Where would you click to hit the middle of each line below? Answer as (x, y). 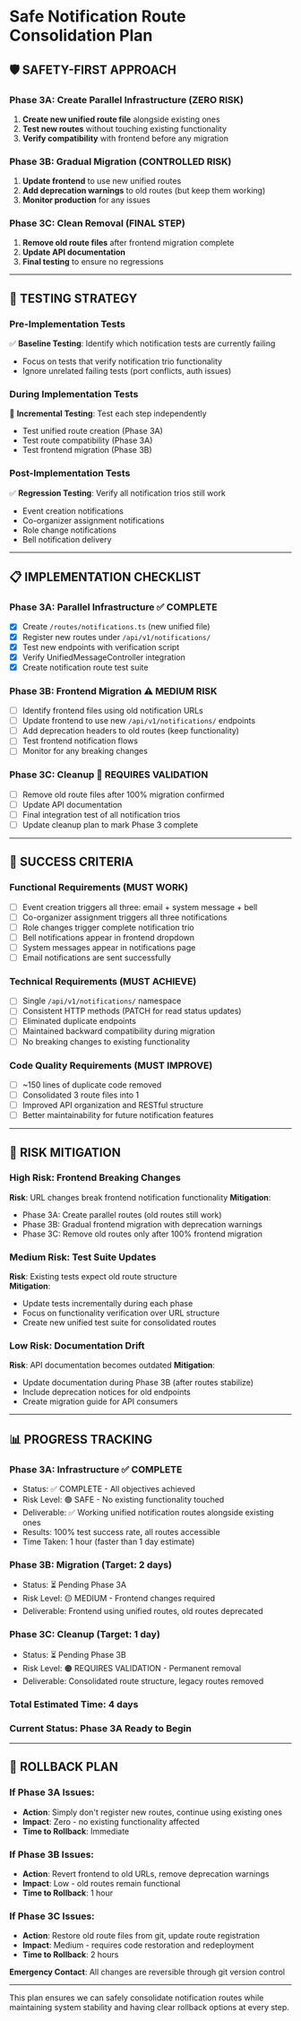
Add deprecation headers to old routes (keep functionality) (131, 731)
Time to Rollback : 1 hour (68, 1893)
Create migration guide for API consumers (100, 1401)
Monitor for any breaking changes (85, 751)
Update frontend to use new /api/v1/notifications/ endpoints (139, 721)
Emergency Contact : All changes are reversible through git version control (147, 1972)
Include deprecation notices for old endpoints (106, 1392)
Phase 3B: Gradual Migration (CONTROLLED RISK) (120, 161)
